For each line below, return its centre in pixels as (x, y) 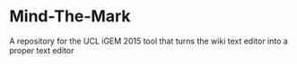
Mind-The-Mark (70, 16)
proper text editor (42, 50)
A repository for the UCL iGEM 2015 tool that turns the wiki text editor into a (149, 41)
